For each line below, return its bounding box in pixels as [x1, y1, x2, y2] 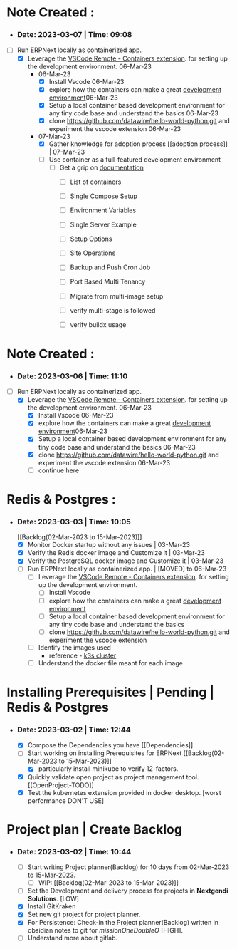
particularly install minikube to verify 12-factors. [38, 764, 179, 773]
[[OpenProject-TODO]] [27, 781, 94, 789]
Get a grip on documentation [59, 163, 144, 172]
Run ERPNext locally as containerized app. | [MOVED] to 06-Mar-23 [27, 564, 227, 574]
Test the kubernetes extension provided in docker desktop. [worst [27, 788, 221, 797]
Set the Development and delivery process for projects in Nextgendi [27, 886, 228, 895]
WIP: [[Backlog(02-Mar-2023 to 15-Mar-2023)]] [38, 878, 179, 887]
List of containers [70, 177, 122, 186]
